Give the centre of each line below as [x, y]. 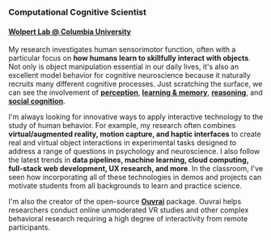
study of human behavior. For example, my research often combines [122, 126]
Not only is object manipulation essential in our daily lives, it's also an [124, 66]
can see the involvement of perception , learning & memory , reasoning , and [135, 92]
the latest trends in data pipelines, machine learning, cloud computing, [129, 160]
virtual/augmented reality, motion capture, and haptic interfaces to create [135, 134]
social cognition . [37, 101]
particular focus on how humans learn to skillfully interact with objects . [129, 58]
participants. [30, 227]
